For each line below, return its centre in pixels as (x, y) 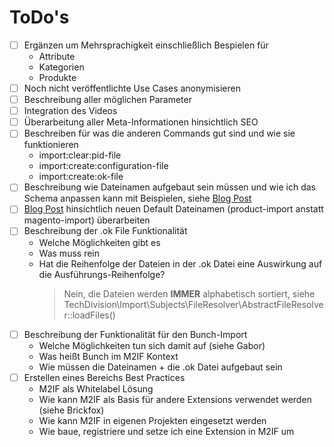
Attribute (57, 56)
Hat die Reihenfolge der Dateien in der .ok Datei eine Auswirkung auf (180, 263)
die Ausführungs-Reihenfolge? (102, 274)
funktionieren (51, 145)
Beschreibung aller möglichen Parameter (107, 100)
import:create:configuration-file (103, 166)
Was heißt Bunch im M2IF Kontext (108, 356)
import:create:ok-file (81, 177)
